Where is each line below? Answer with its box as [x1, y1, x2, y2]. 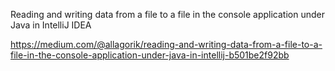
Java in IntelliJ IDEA [10, 19, 92, 31]
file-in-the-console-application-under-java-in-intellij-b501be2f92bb [10, 49, 290, 61]
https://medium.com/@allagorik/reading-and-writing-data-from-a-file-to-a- [10, 39, 323, 50]
